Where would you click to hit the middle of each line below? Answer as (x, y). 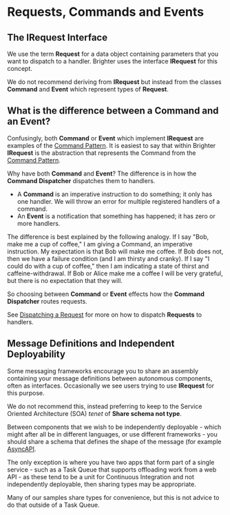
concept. (20, 69)
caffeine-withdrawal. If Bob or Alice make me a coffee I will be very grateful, (115, 273)
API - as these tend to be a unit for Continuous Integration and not (101, 476)
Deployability (36, 354)
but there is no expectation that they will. (65, 280)
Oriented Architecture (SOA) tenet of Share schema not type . (95, 413)
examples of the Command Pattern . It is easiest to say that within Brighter (112, 145)
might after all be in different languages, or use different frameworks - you (113, 434)
